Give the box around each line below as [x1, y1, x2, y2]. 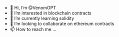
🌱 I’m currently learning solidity [9, 15, 74, 21]
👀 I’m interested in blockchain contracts [9, 10, 91, 16]
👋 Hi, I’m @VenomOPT [9, 5, 56, 10]
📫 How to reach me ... [9, 26, 56, 32]
